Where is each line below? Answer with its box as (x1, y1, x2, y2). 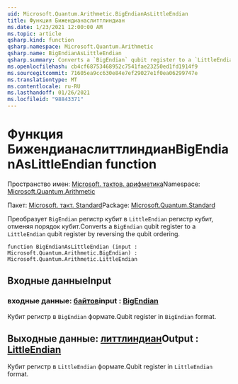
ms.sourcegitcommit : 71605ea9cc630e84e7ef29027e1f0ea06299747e (7, 69, 198, 76)
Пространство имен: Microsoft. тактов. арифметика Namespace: (7, 180, 200, 188)
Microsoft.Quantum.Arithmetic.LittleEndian (7, 255, 138, 262)
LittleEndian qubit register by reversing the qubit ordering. (7, 229, 181, 238)
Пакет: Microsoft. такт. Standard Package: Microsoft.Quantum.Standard (7, 201, 216, 209)
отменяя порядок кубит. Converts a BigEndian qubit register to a (7, 222, 196, 231)
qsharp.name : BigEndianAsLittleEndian (7, 50, 122, 57)
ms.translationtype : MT (7, 76, 78, 83)
